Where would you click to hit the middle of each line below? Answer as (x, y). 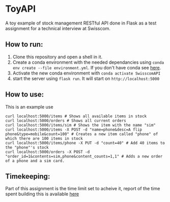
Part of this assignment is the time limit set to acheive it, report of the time (83, 189)
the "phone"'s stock (27, 147)
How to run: (24, 45)
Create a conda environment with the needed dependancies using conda (88, 62)
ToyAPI (21, 9)
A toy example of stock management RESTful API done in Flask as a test (81, 23)
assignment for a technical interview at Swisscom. (58, 28)
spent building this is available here (42, 194)
